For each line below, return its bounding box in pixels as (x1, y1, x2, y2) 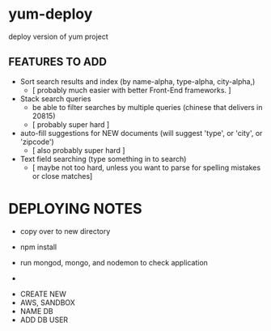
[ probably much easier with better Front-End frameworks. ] (32, 85, 232, 95)
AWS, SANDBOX (19, 297, 75, 308)
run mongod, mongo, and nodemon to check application (19, 257, 209, 267)
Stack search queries (19, 94, 91, 104)
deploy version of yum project (8, 32, 109, 41)
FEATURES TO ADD (8, 55, 108, 69)
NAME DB (19, 306, 54, 316)
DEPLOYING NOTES (8, 199, 143, 218)
